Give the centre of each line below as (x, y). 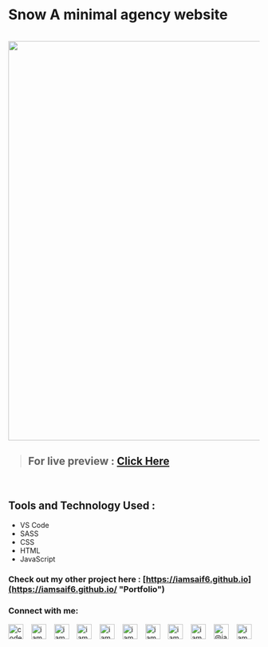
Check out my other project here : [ (77, 579)
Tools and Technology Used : (82, 506)
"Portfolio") (142, 589)
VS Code (34, 525)
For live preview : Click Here (99, 461)
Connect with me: (43, 611)
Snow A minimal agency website (118, 15)
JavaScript (37, 559)
